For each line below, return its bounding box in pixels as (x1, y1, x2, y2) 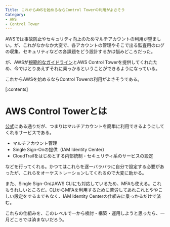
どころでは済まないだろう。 (9, 216, 67, 222)
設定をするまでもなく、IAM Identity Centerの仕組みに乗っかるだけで (14, 193, 157, 199)
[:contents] (5, 86, 28, 92)
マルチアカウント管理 (12, 140, 57, 146)
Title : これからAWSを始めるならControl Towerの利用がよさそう (5, 7, 125, 13)
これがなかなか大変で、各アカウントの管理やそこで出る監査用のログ (22, 42, 165, 48)
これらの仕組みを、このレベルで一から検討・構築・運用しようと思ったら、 (5, 210, 160, 216)
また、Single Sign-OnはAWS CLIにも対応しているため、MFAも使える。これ (5, 181, 162, 187)
